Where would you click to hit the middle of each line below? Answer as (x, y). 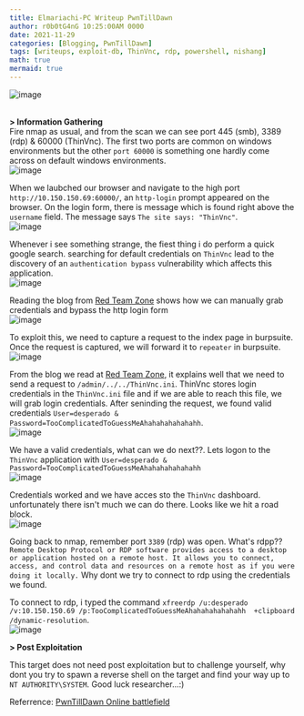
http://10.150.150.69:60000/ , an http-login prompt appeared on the (140, 197)
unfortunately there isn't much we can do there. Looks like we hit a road (144, 504)
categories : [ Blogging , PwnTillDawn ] (81, 43)
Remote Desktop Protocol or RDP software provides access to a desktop (148, 550)
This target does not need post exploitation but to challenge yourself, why (148, 664)
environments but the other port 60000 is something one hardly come (140, 150)
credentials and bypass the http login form (89, 309)
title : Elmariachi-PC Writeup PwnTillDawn (91, 18)
